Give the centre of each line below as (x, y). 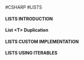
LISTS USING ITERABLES (31, 53)
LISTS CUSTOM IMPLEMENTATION (42, 41)
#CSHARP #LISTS (24, 7)
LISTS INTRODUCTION (29, 18)
